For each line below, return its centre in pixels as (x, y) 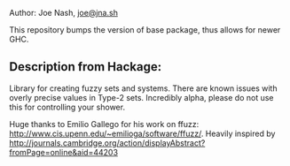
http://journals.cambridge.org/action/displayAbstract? (107, 143)
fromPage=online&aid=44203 (63, 152)
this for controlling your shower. (67, 107)
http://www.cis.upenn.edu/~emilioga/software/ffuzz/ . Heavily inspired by (142, 133)
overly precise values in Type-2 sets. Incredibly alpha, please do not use (141, 97)
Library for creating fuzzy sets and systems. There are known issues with (143, 88)
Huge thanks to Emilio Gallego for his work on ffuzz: (104, 124)
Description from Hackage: (86, 67)
